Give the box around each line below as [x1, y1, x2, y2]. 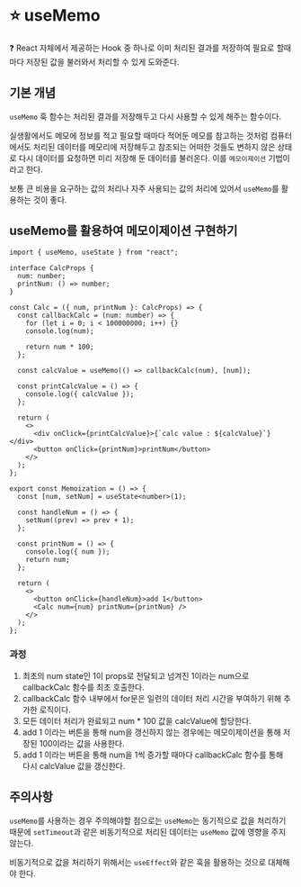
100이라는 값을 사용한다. [39, 738, 125, 748]
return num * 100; [25, 342, 94, 351]
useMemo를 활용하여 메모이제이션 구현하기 [9, 223, 238, 239]
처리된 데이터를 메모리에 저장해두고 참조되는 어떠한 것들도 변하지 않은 [32, 141, 276, 152]
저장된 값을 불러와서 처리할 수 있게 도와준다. [25, 56, 180, 67]
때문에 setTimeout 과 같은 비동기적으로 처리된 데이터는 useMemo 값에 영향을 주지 [9, 826, 287, 837]
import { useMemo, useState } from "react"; [9, 248, 179, 257]
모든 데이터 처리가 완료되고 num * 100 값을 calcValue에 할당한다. [22, 715, 252, 726]
